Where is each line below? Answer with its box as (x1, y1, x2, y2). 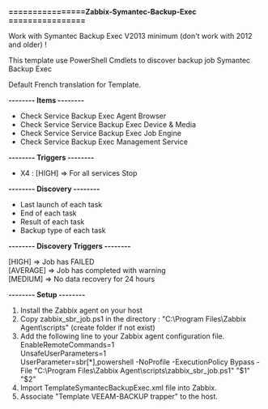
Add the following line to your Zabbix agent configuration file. (19, 331, 225, 341)
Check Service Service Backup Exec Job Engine (19, 129, 182, 138)
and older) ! (8, 40, 47, 49)
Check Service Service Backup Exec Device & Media (19, 120, 197, 129)
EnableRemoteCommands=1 (19, 340, 115, 349)
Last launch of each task (19, 200, 103, 209)
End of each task (19, 208, 77, 218)
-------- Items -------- (8, 96, 85, 104)
